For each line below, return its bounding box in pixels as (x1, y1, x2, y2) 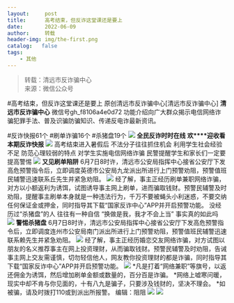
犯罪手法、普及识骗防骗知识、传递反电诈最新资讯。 (13, 116, 160, 125)
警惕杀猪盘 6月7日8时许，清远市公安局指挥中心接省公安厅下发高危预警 (15, 218, 218, 226)
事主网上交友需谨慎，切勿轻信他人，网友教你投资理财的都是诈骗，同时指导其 (7, 253, 227, 261)
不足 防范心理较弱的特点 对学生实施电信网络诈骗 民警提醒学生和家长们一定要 (7, 148, 226, 157)
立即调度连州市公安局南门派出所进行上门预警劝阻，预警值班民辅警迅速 (25, 227, 227, 235)
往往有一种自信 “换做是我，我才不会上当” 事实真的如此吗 (56, 210, 219, 218)
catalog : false (7, 42, 58, 49)
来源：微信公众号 (24, 84, 74, 93)
